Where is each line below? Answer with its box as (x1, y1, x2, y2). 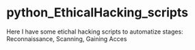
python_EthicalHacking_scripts (6, 5, 189, 21)
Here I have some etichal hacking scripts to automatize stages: (6, 27, 183, 36)
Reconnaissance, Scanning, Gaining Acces (6, 34, 127, 42)
